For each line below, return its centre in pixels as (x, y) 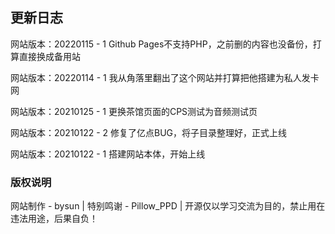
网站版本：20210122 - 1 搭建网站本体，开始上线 (108, 154)
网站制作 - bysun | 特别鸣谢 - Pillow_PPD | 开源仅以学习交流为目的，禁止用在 (168, 206)
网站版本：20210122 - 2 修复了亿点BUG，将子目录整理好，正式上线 (149, 132)
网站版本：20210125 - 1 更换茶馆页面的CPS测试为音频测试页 (134, 111)
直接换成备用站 (49, 56)
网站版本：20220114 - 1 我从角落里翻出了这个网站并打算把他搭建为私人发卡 (165, 77)
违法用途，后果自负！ (54, 219)
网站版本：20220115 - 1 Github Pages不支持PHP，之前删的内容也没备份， (161, 44)
